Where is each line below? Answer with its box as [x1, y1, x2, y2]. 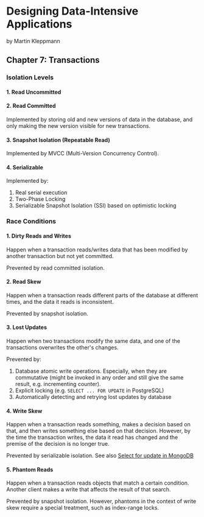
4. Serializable [6, 163, 44, 171]
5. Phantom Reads [6, 466, 54, 473]
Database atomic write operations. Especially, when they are [15, 367, 167, 375]
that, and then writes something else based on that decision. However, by [6, 427, 191, 435]
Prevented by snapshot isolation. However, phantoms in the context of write [6, 498, 197, 505]
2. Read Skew [6, 278, 41, 286]
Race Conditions [6, 217, 57, 226]
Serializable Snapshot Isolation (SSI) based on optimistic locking [15, 202, 177, 209]
